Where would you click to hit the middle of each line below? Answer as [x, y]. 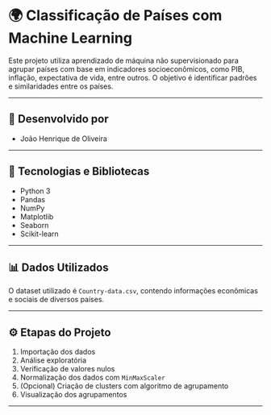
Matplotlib [37, 216]
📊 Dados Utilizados [58, 267]
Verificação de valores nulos [67, 369]
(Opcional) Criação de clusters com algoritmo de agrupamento [124, 386]
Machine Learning [71, 38]
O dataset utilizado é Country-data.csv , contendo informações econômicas [133, 291]
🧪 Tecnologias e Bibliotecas [79, 171]
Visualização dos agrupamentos [73, 395]
